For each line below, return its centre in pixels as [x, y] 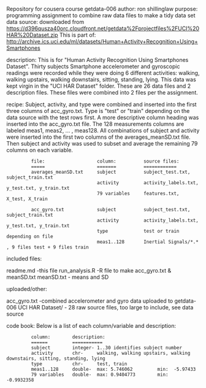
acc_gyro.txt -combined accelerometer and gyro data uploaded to [90, 301]
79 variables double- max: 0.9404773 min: [100, 374]
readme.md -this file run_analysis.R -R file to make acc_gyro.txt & [89, 270]
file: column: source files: [105, 161]
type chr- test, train [79, 364]
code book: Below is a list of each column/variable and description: [91, 326]
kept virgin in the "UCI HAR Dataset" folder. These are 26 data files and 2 [99, 86]
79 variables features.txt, [138, 193]
